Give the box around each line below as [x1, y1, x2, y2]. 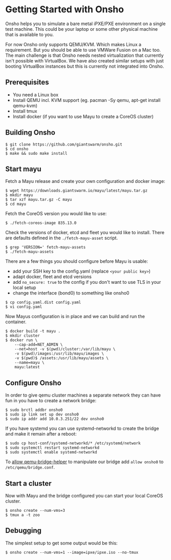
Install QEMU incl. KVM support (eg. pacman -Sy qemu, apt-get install [12, 97, 161, 103]
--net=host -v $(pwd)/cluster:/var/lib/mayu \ [14, 347, 116, 352]
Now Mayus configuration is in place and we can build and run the [5, 314, 145, 320]
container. [5, 319, 27, 325]
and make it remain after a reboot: [5, 431, 77, 437]
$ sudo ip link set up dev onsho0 [5, 412, 79, 417]
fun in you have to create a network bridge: [5, 398, 97, 404]
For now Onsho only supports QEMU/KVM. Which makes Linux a [5, 41, 142, 47]
